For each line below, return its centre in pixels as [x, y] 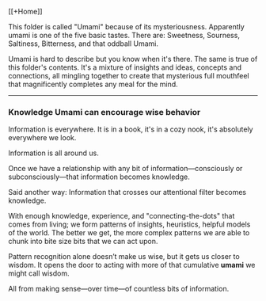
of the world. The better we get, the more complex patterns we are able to [129, 233]
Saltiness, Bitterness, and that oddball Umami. [83, 44]
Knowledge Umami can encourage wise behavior [104, 112]
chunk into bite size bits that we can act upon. [83, 242]
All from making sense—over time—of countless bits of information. [119, 289]
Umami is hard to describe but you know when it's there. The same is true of [133, 59]
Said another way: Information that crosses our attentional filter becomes [127, 192]
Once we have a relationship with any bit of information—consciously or [125, 169]
